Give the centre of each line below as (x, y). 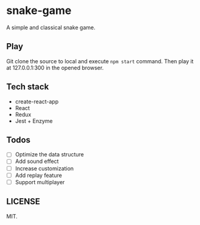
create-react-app (37, 102)
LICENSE (23, 202)
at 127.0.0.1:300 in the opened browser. (55, 67)
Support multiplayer (40, 182)
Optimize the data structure (49, 154)
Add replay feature (39, 175)
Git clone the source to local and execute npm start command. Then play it (100, 61)
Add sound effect (37, 161)
